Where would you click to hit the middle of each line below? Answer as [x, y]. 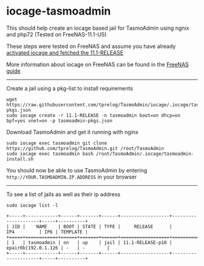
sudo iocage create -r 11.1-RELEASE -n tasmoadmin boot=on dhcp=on [93, 115]
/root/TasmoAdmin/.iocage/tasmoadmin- [145, 154]
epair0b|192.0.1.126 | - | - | [58, 248]
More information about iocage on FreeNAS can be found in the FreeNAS [98, 64]
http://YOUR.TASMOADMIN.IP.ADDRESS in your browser [72, 177]
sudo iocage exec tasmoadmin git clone [57, 143]
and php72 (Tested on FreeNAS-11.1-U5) [56, 34]
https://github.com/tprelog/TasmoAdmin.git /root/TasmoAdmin [85, 148]
